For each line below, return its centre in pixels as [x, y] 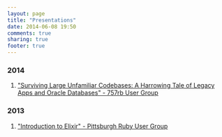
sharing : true [28, 40]
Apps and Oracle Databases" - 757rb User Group [88, 93]
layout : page [26, 14]
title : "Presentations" [42, 20]
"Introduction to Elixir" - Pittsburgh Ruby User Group [92, 126]
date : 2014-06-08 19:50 [42, 26]
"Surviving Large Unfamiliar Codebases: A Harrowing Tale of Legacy [116, 86]
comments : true [29, 33]
